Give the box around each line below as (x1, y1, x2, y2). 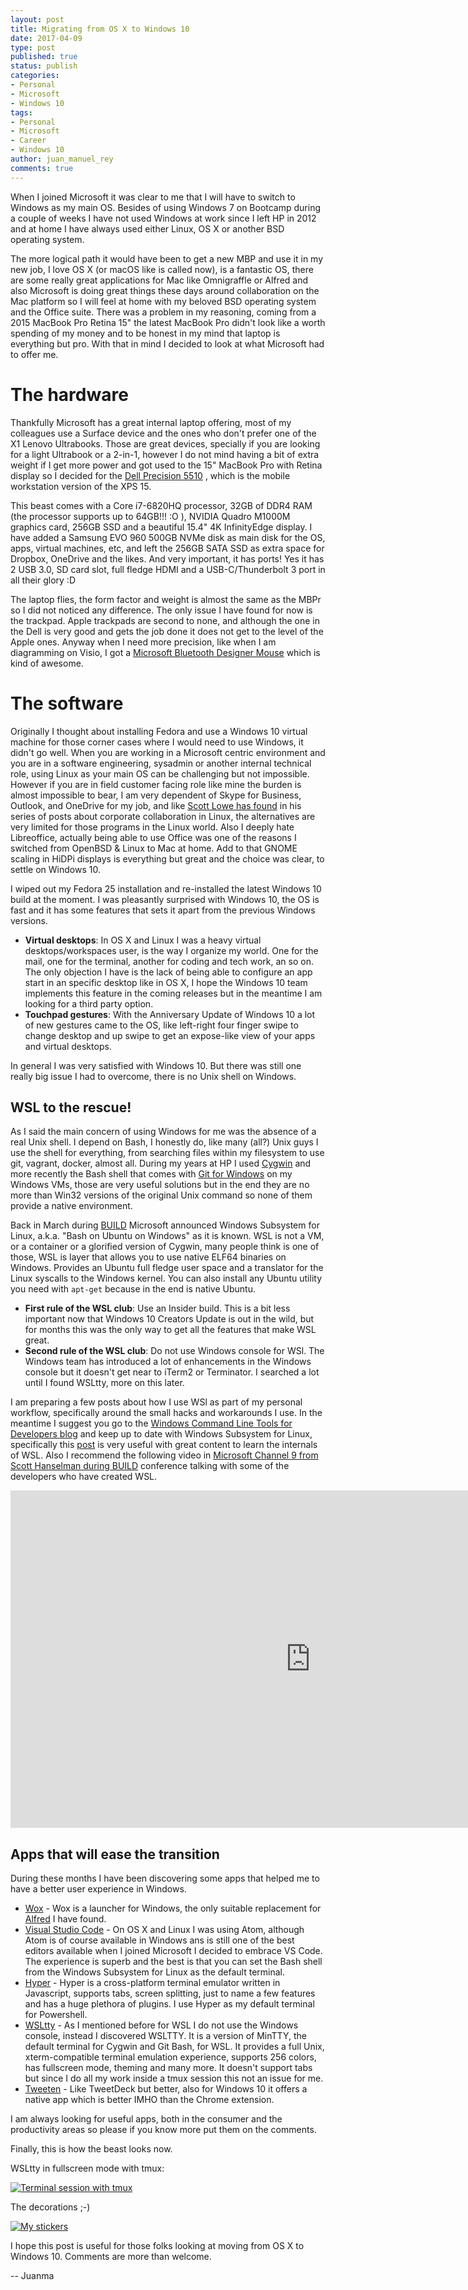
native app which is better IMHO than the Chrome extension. (24, 2094, 275, 2106)
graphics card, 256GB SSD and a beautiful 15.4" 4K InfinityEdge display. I (10, 521, 313, 533)
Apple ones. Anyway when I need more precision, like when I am (10, 636, 277, 648)
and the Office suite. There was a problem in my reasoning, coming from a (10, 306, 317, 318)
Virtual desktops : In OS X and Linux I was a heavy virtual (24, 934, 262, 946)
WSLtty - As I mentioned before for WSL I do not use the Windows (24, 2019, 299, 2031)
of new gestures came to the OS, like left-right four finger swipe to (24, 1019, 299, 1031)
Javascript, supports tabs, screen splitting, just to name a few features (24, 1987, 316, 2000)
